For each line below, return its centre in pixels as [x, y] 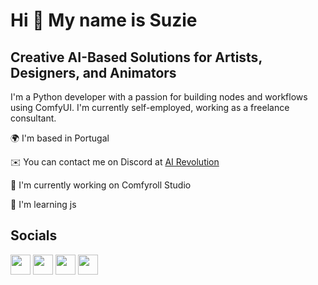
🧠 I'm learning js [43, 204]
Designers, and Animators [93, 72]
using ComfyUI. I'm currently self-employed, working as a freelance [150, 107]
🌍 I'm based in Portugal [60, 138]
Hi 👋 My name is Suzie [104, 20]
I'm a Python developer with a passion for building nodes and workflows [159, 97]
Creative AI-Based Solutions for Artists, [136, 57]
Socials [34, 235]
